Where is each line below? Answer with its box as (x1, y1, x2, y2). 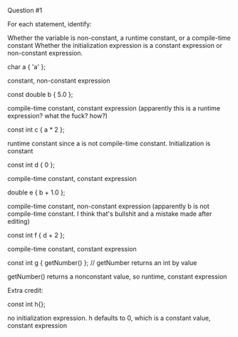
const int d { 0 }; (7, 160, 56, 169)
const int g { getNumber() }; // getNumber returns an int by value (7, 259, 197, 266)
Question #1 (7, 6, 43, 14)
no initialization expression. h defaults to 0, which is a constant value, (7, 313, 211, 322)
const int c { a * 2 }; (7, 125, 66, 134)
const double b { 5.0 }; (7, 90, 73, 98)
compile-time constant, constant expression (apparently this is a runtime (7, 104, 221, 113)
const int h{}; (7, 300, 46, 309)
